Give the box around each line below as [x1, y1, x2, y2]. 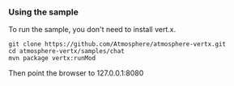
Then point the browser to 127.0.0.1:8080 [8, 68, 144, 78]
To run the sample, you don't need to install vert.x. [8, 25, 177, 35]
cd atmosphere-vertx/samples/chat [8, 47, 126, 55]
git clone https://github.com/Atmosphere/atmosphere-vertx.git [8, 40, 227, 48]
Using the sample [8, 6, 79, 18]
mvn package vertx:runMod [8, 55, 96, 63]
